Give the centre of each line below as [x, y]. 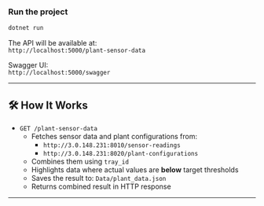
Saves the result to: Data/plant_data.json [99, 178]
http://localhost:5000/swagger [59, 73]
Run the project [38, 12]
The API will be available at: [53, 43]
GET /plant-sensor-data [59, 128]
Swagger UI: [28, 65]
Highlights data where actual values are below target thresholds [135, 169]
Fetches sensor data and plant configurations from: [114, 136]
